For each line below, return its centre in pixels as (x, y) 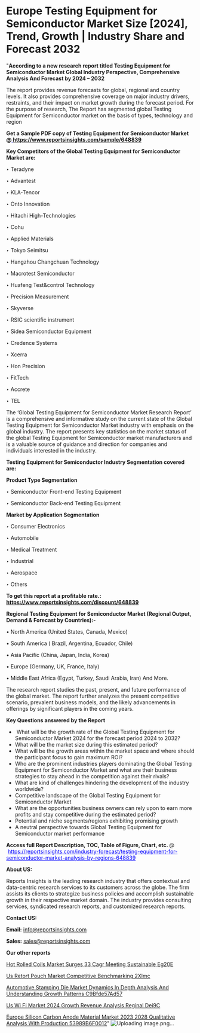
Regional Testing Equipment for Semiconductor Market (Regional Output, (99, 613)
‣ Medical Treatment (32, 549)
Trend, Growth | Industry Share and (96, 36)
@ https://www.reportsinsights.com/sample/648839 (74, 139)
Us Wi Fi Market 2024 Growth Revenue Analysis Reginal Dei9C (83, 1005)
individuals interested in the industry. (52, 450)
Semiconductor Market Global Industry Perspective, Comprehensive (93, 72)
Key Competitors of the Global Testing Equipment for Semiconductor (93, 151)
